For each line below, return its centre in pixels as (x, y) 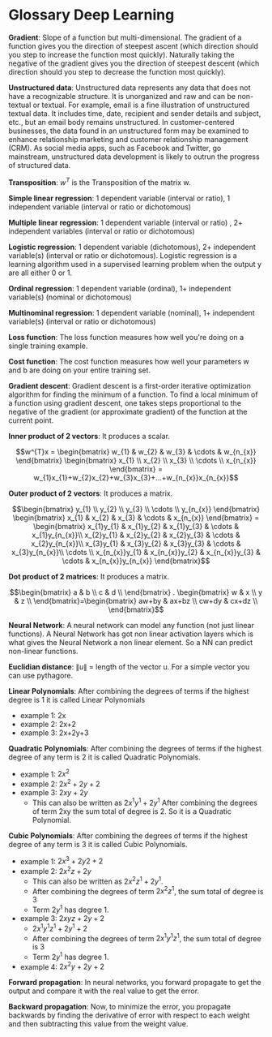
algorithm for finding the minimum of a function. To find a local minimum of (133, 394)
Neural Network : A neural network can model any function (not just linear (132, 625)
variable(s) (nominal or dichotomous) (70, 297)
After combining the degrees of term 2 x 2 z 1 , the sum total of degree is (148, 890)
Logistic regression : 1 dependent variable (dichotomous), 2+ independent (132, 247)
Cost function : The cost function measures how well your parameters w (129, 361)
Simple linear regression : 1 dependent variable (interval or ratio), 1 (119, 198)
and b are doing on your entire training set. (80, 370)
